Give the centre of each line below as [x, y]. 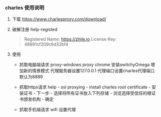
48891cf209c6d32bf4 [46, 44]
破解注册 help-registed [35, 30]
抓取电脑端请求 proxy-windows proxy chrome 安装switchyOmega [84, 65]
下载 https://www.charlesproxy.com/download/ [59, 19]
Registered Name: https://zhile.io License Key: [70, 39]
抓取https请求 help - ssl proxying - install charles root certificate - [85, 87]
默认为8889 [31, 77]
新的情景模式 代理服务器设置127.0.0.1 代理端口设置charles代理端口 [89, 71]
